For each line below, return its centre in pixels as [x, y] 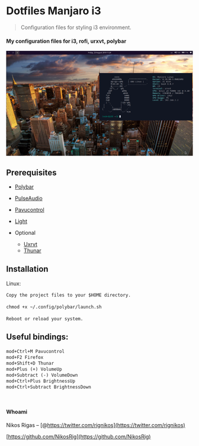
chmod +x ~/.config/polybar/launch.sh [54, 307]
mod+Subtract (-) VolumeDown [42, 375]
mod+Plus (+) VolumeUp [34, 369]
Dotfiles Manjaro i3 [54, 11]
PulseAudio [28, 198]
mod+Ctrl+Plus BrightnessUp [41, 381]
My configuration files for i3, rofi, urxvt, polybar [66, 41]
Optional [25, 232]
